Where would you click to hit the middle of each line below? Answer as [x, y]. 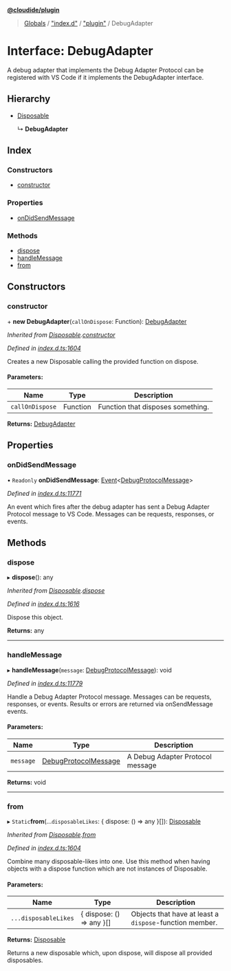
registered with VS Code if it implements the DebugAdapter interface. [106, 77]
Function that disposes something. [154, 406]
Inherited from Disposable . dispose [56, 591]
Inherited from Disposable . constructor [61, 335]
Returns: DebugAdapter [41, 424]
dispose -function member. [174, 923]
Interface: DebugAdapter [80, 51]
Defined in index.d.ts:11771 [44, 493]
